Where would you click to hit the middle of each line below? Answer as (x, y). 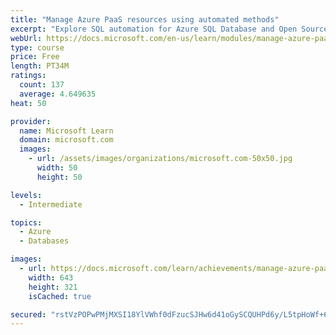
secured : (28, 314)
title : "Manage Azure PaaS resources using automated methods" (145, 19)
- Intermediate (51, 204)
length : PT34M (40, 66)
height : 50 (59, 177)
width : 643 (51, 277)
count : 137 (42, 85)
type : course (37, 47)
